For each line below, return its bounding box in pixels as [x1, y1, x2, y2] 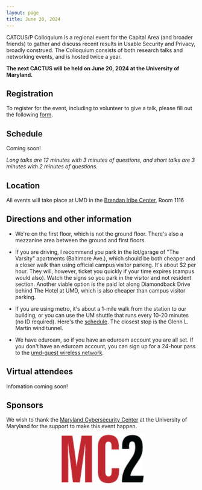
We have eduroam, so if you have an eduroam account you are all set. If [14, 336, 194, 343]
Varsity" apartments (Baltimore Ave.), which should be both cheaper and [14, 254, 195, 262]
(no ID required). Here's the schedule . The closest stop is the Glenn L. [14, 318, 189, 325]
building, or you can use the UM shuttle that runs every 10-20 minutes [14, 311, 189, 319]
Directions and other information [6, 214, 131, 224]
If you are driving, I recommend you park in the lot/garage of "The [14, 248, 179, 256]
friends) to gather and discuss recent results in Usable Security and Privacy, [6, 40, 196, 47]
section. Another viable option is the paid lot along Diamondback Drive [14, 280, 191, 288]
